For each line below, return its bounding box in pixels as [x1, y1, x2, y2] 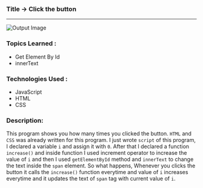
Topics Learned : [6, 39, 57, 48]
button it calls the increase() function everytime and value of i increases [6, 169, 188, 176]
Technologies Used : [6, 74, 68, 83]
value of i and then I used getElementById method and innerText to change [6, 156, 194, 163]
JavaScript [14, 88, 42, 96]
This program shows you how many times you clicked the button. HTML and [6, 130, 192, 137]
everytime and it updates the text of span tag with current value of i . [6, 175, 176, 183]
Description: [6, 116, 43, 125]
